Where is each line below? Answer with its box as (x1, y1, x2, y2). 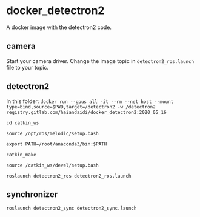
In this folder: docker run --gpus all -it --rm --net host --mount (6, 98, 174, 105)
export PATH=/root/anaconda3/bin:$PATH (6, 141, 107, 147)
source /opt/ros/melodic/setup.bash (6, 130, 99, 136)
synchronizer (6, 189, 58, 199)
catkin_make (6, 152, 36, 158)
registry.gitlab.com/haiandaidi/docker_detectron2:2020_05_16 (6, 109, 167, 115)
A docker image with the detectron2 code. (6, 24, 112, 31)
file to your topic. (6, 64, 49, 71)
